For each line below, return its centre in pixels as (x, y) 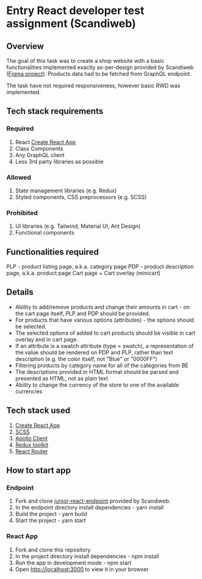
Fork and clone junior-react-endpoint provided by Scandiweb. (93, 501)
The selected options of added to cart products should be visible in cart (105, 333)
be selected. (31, 326)
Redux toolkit (32, 445)
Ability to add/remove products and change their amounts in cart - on (103, 307)
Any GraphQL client (40, 155)
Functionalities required (52, 252)
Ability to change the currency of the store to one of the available (97, 385)
